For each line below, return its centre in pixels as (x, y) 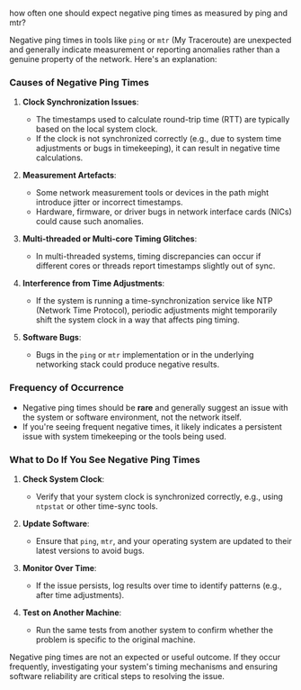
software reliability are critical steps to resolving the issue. (117, 676)
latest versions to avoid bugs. (90, 550)
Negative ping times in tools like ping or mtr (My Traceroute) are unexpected (150, 40)
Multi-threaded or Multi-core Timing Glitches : (110, 239)
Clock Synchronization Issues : (80, 102)
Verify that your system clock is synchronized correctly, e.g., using (159, 496)
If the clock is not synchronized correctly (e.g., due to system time (159, 139)
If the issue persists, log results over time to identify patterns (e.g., (159, 586)
